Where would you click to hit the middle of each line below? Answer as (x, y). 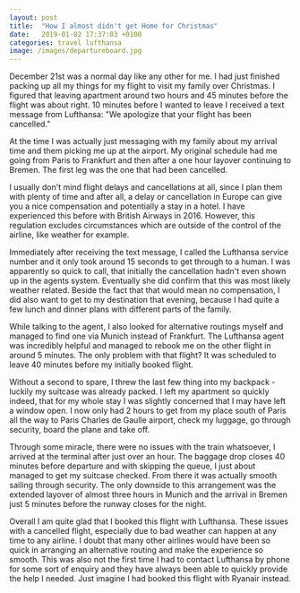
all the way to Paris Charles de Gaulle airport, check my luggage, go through (150, 420)
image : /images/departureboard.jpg (76, 51)
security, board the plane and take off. (80, 430)
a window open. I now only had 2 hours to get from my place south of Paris (148, 411)
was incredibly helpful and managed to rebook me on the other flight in (140, 346)
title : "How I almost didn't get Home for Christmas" (114, 26)
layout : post (34, 17)
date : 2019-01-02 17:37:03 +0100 (76, 34)
